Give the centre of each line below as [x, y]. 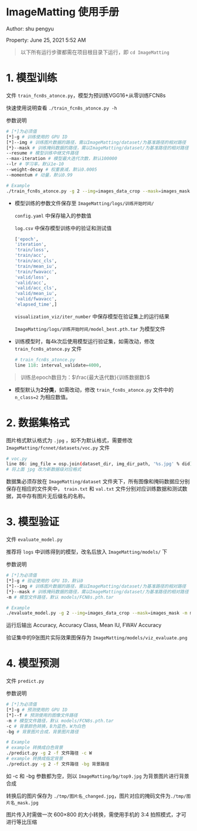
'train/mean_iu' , [36, 266]
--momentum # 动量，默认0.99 [40, 175]
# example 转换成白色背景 [35, 748]
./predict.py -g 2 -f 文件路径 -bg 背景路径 [58, 764]
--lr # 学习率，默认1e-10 [35, 164]
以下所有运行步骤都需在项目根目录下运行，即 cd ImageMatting [95, 52]
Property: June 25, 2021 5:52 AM [46, 40]
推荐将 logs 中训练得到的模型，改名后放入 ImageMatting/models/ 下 [87, 552]
